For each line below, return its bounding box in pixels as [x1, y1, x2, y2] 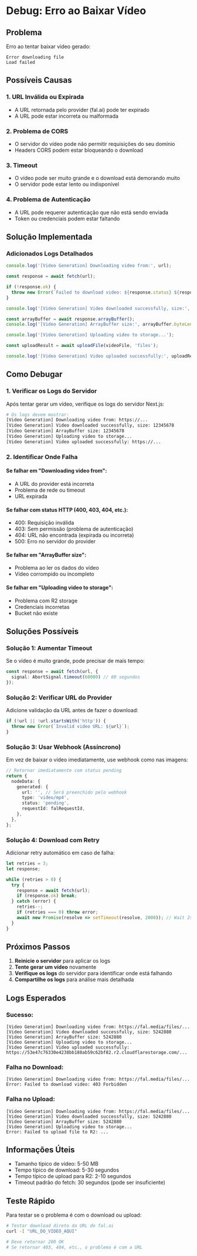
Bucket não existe [14, 610, 58, 617]
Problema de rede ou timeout [14, 486, 86, 493]
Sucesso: [6, 1010, 34, 1019]
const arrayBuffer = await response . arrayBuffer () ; [6, 316, 135, 322]
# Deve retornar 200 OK [6, 1238, 64, 1245]
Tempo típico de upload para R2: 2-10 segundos [14, 1173, 131, 1180]
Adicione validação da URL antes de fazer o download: [6, 707, 139, 714]
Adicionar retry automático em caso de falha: [6, 849, 116, 856]
